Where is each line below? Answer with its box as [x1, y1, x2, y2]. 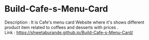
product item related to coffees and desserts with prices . [4, 24, 119, 30]
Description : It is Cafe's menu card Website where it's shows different [4, 19, 145, 25]
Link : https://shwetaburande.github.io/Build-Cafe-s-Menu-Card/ [4, 29, 134, 35]
